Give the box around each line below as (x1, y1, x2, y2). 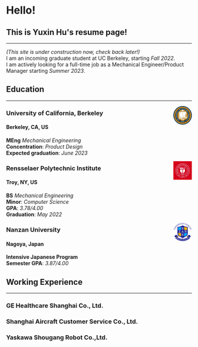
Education (6, 84, 45, 95)
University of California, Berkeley (6, 109, 104, 117)
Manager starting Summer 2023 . (6, 68, 85, 74)
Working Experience (6, 277, 83, 287)
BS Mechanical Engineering (6, 192, 74, 199)
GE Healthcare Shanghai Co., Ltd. (6, 301, 104, 310)
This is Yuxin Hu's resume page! (6, 27, 128, 37)
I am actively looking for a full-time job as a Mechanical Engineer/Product (6, 61, 184, 68)
